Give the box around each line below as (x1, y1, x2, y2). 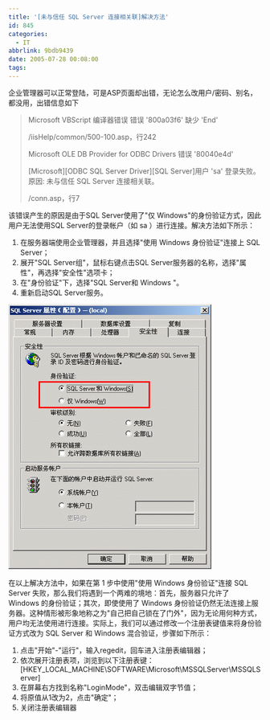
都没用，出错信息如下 (8, 97, 79, 108)
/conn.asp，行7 (27, 193, 80, 202)
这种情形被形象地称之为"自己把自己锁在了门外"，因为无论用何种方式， (29, 607, 262, 618)
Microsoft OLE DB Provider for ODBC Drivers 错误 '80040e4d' (27, 149, 234, 158)
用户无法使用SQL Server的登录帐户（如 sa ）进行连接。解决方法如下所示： (8, 220, 256, 230)
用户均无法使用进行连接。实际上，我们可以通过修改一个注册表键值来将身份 (8, 618, 255, 628)
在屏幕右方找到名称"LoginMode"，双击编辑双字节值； (19, 682, 198, 692)
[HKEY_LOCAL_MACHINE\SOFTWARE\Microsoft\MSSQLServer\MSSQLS (19, 664, 261, 674)
